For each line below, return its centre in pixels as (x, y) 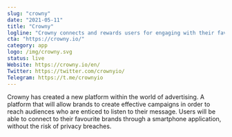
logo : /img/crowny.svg (40, 52)
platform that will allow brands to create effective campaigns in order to (109, 105)
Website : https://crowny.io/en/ (54, 65)
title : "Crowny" (30, 26)
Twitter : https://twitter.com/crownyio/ (66, 71)
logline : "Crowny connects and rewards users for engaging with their (111, 33)
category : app (28, 45)
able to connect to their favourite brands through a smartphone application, (114, 119)
